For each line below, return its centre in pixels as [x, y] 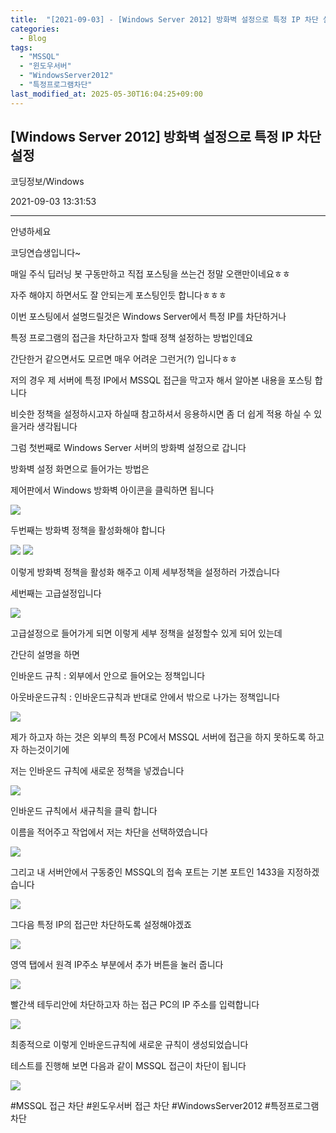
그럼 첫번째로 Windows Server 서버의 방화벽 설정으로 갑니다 [128, 448]
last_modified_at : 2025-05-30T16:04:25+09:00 [106, 94]
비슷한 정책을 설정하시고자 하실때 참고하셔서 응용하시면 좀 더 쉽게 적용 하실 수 [161, 414]
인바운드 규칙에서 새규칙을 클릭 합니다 [84, 811]
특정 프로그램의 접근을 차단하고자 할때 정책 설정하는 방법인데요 [132, 338]
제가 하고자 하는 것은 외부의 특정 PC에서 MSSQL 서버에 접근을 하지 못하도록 [158, 737]
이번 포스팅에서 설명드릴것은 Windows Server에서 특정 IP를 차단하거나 [148, 317]
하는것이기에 [45, 750]
